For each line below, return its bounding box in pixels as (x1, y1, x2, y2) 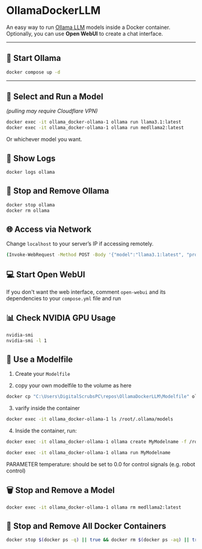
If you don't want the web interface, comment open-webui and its (6, 288, 166, 296)
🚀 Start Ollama (6, 53, 61, 63)
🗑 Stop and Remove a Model (6, 485, 115, 495)
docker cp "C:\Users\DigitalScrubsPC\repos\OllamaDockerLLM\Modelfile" (6, 393, 189, 400)
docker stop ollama (6, 202, 55, 208)
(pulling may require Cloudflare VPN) (6, 107, 98, 115)
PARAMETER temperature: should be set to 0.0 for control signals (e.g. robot (6, 460, 195, 468)
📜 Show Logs (6, 153, 56, 163)
